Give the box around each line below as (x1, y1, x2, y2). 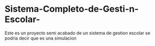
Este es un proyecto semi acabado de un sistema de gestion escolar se (4, 30, 151, 36)
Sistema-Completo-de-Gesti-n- (4, 3, 139, 15)
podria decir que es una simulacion (4, 35, 77, 41)
